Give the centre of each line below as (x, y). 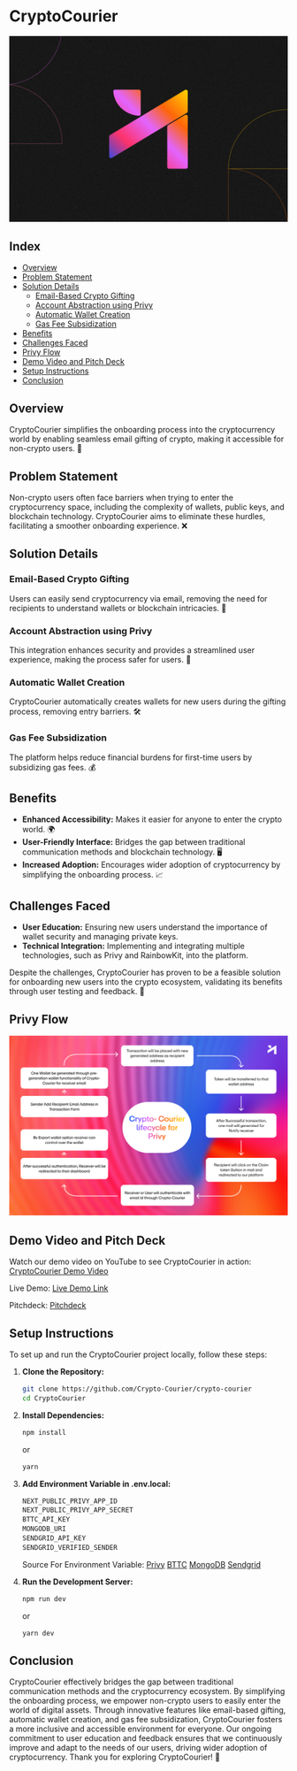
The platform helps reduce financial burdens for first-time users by (131, 757)
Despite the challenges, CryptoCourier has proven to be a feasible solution (145, 973)
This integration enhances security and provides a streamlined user (132, 650)
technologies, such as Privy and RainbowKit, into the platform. (135, 955)
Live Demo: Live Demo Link (59, 1288)
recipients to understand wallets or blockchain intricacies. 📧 (118, 608)
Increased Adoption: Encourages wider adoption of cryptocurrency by (151, 865)
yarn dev (38, 1633)
